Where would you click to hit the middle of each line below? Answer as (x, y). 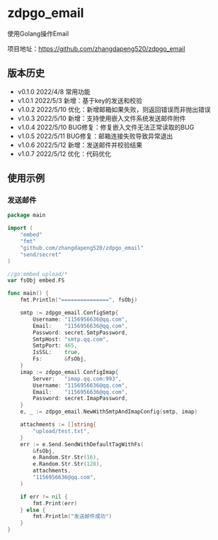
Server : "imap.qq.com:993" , (77, 379)
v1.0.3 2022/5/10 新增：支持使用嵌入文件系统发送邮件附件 (102, 118)
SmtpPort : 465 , (55, 346)
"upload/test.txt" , (62, 431)
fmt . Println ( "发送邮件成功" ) (73, 517)
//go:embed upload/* (38, 274)
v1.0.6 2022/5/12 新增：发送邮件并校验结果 (80, 145)
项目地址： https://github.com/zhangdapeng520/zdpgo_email (96, 48)
